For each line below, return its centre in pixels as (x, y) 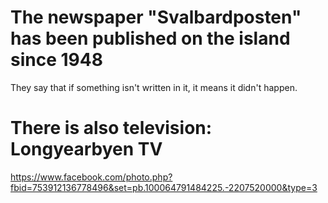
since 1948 (56, 60)
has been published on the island (150, 38)
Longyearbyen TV (86, 149)
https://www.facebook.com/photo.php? (91, 177)
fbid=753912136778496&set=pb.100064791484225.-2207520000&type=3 (164, 187)
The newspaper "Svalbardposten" (156, 17)
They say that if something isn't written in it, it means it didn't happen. (154, 87)
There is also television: (111, 128)
